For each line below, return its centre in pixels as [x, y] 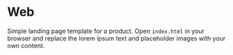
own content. [26, 45]
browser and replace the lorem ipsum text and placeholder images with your [116, 38]
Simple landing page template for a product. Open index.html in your [106, 31]
